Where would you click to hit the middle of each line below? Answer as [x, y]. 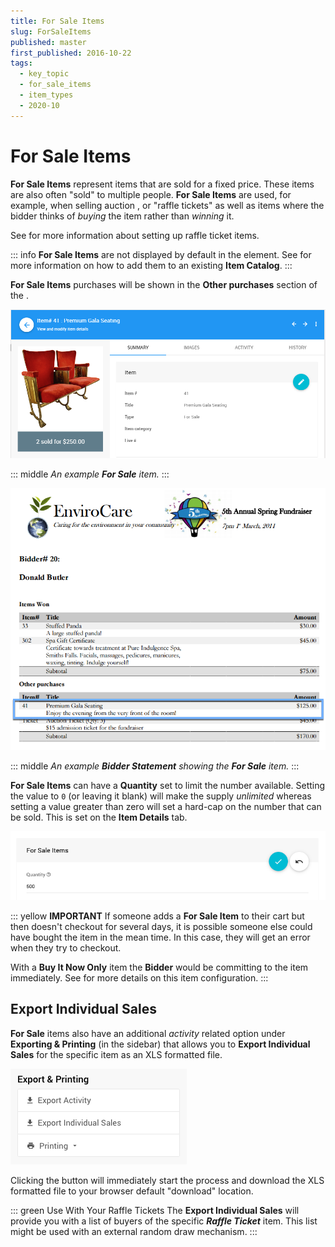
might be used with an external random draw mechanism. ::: [134, 1231]
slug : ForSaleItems [51, 31]
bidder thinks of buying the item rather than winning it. [122, 216]
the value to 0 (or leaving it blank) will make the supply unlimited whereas [161, 796]
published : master [48, 42]
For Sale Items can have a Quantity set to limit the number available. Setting [168, 786]
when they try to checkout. [66, 947]
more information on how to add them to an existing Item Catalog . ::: [151, 265]
